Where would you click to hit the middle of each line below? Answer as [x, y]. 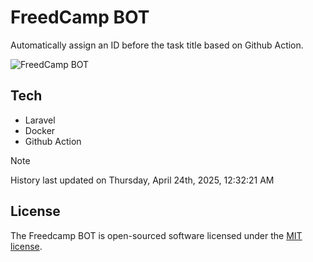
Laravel [40, 120]
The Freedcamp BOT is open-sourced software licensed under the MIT [156, 235]
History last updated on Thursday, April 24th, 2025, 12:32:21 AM [142, 180]
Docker [40, 130]
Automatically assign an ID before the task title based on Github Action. [157, 45]
